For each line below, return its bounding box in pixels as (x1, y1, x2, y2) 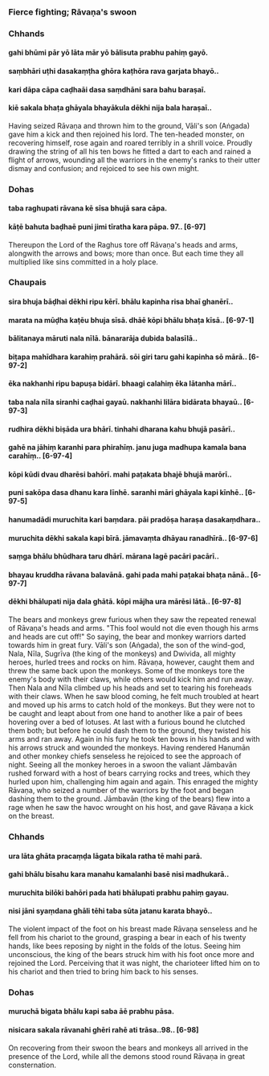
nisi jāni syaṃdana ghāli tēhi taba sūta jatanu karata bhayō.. (8, 906, 213, 916)
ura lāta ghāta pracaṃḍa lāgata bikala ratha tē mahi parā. (8, 851, 202, 861)
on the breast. (8, 811, 55, 820)
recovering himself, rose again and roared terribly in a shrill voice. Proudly (8, 137, 253, 147)
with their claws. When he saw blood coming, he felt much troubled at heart (8, 691, 259, 701)
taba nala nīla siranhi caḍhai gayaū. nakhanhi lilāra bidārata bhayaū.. (8, 397, 243, 407)
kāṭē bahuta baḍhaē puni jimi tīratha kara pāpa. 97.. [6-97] (8, 222, 206, 231)
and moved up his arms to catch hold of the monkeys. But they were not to (8, 700, 255, 710)
